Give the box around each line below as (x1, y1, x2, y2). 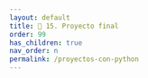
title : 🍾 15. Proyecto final (9, 22, 119, 30)
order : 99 (9, 30, 47, 39)
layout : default (9, 13, 70, 22)
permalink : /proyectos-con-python (9, 55, 140, 64)
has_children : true (9, 38, 83, 48)
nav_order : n (9, 47, 59, 56)
